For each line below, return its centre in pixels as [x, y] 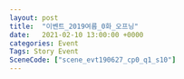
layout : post [34, 18]
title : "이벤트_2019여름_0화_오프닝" [74, 26]
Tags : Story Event [44, 52]
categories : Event [44, 43]
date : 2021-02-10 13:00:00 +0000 [77, 35]
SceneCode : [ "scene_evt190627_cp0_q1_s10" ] [93, 60]
